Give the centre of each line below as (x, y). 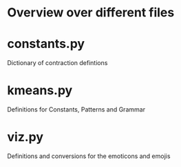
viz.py (25, 137)
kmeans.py (40, 91)
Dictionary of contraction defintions (57, 63)
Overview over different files (91, 13)
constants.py (46, 44)
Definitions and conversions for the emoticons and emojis (89, 156)
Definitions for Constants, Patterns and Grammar (76, 110)
